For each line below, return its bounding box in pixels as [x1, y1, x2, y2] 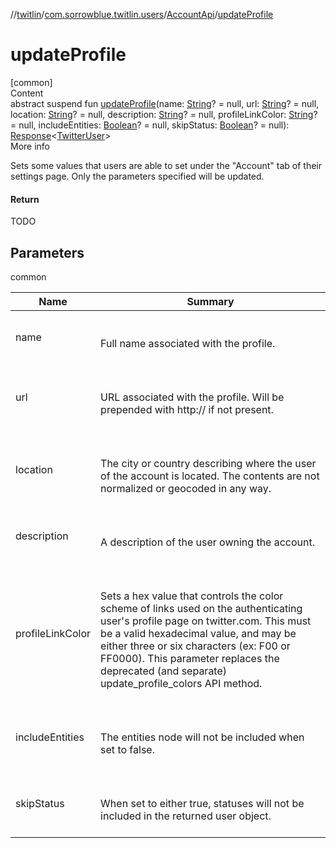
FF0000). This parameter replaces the [100, 651, 280, 665]
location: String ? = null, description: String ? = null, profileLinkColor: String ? [10, 108, 318, 120]
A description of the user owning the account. [100, 535, 316, 549]
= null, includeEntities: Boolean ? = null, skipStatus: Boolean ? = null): [10, 119, 290, 131]
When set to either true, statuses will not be [100, 796, 305, 810]
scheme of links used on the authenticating [100, 601, 303, 615]
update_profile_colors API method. [100, 676, 263, 690]
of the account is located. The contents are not [100, 469, 320, 483]
